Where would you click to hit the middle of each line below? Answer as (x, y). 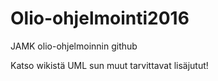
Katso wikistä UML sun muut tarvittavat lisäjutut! (109, 65)
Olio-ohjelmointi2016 (100, 18)
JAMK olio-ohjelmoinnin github (74, 46)
